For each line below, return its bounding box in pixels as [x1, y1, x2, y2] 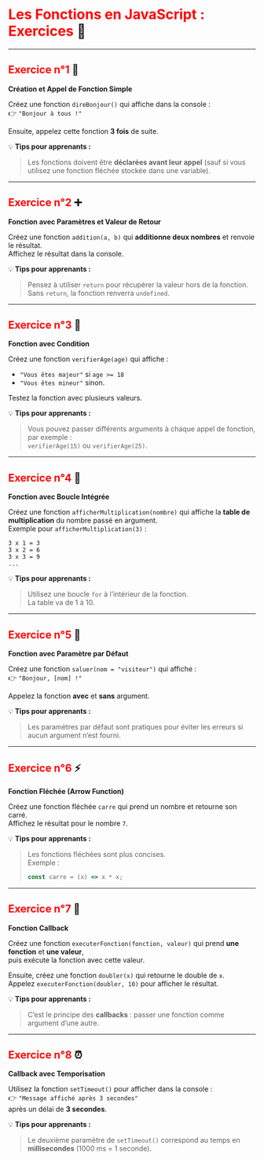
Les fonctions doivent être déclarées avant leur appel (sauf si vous [27, 157, 246, 167]
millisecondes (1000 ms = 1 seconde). [27, 1143, 152, 1154]
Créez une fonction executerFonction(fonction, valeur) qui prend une [8, 938, 240, 948]
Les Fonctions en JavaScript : [8, 6, 205, 24]
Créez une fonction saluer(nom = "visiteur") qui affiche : [8, 664, 197, 674]
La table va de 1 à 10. [27, 598, 95, 608]
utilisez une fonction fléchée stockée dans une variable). [27, 165, 211, 175]
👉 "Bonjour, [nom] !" [8, 673, 82, 682]
